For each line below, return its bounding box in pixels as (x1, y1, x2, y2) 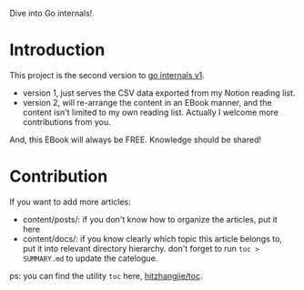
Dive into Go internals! (9, 8, 93, 18)
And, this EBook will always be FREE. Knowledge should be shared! (9, 134, 262, 145)
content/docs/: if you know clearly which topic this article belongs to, (22, 233, 282, 244)
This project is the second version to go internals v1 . (9, 69, 205, 80)
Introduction (9, 40, 106, 60)
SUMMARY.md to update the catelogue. (22, 253, 158, 264)
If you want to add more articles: (9, 196, 132, 207)
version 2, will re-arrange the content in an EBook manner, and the (22, 97, 272, 108)
